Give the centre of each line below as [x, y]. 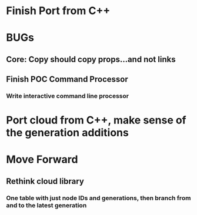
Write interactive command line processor [68, 96]
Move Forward [42, 159]
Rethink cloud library [45, 181]
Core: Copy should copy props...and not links [91, 59]
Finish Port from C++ [58, 11]
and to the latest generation [46, 205]
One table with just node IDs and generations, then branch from [98, 198]
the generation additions [68, 133]
